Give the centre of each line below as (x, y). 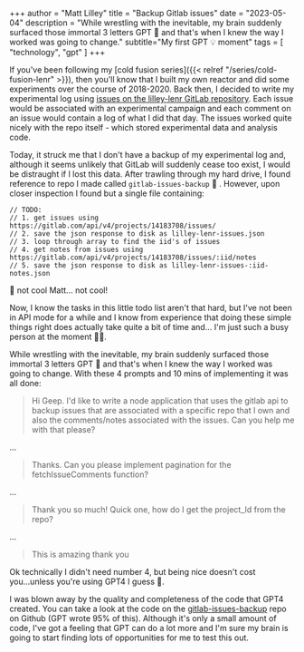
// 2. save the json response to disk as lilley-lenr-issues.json (137, 234)
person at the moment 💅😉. (58, 336)
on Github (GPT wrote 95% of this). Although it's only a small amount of (143, 618)
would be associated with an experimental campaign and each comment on (150, 108)
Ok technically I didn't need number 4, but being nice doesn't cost (133, 572)
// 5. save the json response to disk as (89, 266)
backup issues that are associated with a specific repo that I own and (161, 410)
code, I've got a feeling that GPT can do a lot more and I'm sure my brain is (149, 628)
